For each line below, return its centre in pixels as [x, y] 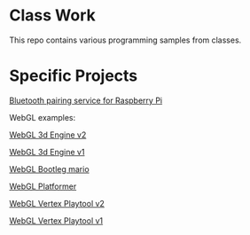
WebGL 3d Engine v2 [48, 135]
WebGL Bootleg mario [50, 168]
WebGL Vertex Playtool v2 [57, 203]
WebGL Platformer [43, 186]
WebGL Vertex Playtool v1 [56, 220]
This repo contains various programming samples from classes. [125, 40]
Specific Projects [74, 76]
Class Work [52, 16]
